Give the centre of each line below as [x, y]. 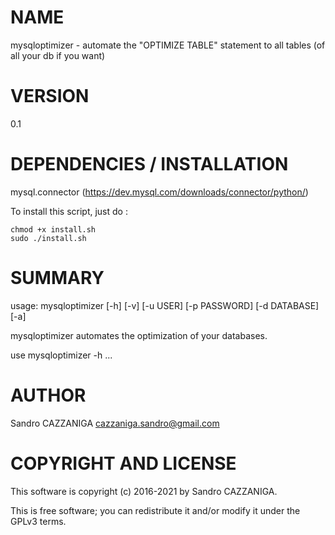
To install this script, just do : [69, 211]
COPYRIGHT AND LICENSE [123, 463]
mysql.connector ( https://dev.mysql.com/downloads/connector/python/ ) [159, 192]
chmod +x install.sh [53, 229]
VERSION [50, 96]
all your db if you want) [58, 55]
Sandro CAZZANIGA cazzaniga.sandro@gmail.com [115, 423]
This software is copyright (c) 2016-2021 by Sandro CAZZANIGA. [144, 491]
